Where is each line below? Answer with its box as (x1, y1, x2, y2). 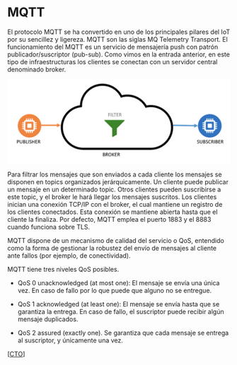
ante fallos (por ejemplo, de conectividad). (7, 251, 131, 260)
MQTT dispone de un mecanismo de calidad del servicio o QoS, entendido (7, 236, 224, 244)
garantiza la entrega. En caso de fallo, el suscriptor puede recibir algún (17, 307, 224, 316)
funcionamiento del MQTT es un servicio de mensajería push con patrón (7, 42, 219, 51)
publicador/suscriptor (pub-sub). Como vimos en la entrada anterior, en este (7, 50, 230, 59)
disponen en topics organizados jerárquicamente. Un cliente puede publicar (7, 177, 229, 186)
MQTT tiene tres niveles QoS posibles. (7, 265, 120, 273)
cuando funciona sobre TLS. (7, 222, 91, 231)
